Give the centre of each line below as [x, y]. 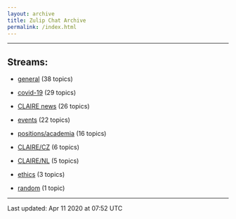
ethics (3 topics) [41, 175]
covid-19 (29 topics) [47, 93]
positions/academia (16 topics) [62, 134]
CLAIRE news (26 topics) [53, 106]
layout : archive [31, 14]
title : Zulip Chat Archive [47, 20]
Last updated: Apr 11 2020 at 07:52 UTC [65, 208]
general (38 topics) [45, 79]
